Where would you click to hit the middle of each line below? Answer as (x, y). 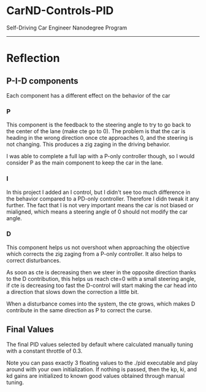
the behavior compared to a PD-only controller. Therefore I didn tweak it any (103, 198)
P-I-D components (42, 81)
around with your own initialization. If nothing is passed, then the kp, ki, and (102, 369)
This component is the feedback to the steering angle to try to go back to (99, 125)
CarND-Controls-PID (60, 11)
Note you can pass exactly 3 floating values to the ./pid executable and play (102, 363)
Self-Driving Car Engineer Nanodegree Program (67, 28)
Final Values (30, 330)
